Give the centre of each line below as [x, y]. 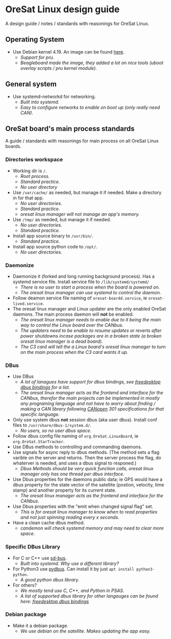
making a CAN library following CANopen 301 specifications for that [92, 409]
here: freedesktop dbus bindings [55, 601]
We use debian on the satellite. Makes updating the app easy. [86, 631]
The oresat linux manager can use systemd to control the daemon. [91, 292]
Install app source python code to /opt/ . [55, 246]
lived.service [28, 304]
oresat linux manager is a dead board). [62, 341]
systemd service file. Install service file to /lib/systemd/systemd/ [81, 282]
